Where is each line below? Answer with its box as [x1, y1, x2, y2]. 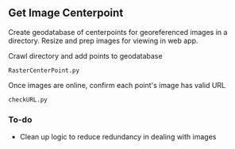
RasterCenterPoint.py [8, 67, 80, 74]
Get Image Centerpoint [8, 6, 124, 20]
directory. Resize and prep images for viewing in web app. [8, 36, 198, 45]
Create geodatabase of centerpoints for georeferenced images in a [8, 27, 228, 36]
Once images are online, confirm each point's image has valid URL [8, 80, 226, 90]
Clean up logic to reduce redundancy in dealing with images [19, 132, 217, 142]
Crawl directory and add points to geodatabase [8, 51, 163, 60]
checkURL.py [8, 95, 48, 104]
